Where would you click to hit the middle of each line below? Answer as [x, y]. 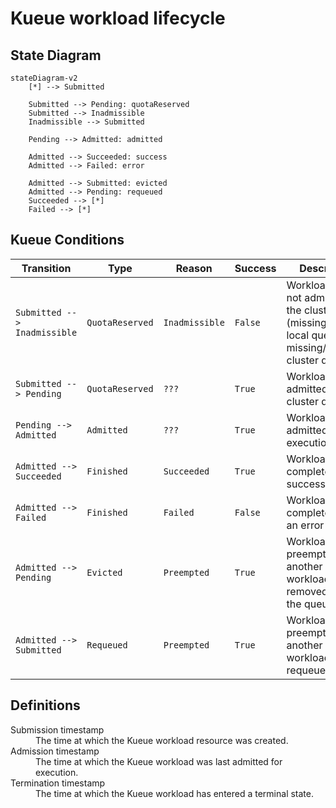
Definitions [45, 705]
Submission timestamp [57, 729]
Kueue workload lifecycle [118, 18]
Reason [194, 268]
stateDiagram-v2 [44, 78]
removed [307, 591]
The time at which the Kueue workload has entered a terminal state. [175, 793]
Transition [46, 268]
